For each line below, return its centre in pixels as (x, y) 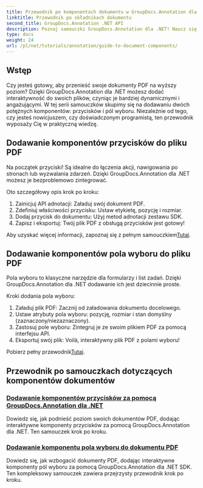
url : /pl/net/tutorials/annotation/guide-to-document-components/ (92, 46)
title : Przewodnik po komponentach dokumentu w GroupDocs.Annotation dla (102, 12)
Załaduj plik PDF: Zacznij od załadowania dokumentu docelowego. (98, 308)
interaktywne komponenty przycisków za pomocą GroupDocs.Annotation (98, 425)
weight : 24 (20, 40)
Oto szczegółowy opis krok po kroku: (53, 191)
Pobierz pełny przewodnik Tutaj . (46, 352)
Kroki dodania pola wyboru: (41, 296)
